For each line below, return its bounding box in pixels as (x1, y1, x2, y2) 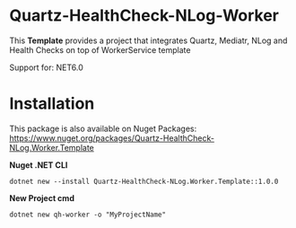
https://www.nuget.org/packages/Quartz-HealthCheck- (9, 132, 215, 144)
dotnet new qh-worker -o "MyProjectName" (9, 210, 167, 219)
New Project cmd (9, 192, 74, 203)
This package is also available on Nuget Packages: (9, 123, 197, 134)
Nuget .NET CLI (9, 159, 68, 171)
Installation (9, 93, 95, 114)
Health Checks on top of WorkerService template (9, 44, 191, 55)
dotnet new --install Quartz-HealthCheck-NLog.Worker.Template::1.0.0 (9, 177, 279, 186)
